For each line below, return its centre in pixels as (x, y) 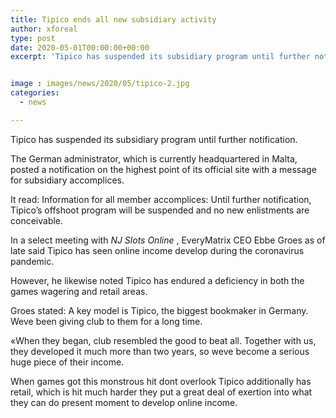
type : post (33, 38)
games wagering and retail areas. (79, 291)
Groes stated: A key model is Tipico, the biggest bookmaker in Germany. (159, 310)
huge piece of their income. (67, 362)
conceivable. (37, 220)
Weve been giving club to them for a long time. (106, 321)
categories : (35, 93)
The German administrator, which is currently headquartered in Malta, (154, 158)
